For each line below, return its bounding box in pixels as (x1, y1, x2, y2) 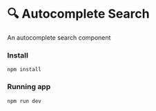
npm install (7, 66, 41, 73)
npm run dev (7, 97, 41, 104)
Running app (7, 82, 51, 92)
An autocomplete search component (7, 33, 111, 42)
